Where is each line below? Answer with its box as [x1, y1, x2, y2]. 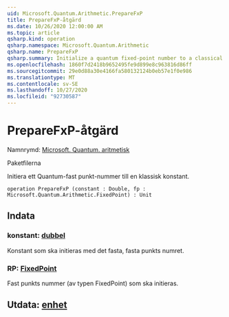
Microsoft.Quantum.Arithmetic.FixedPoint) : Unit [7, 191, 153, 198]
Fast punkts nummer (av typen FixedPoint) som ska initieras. [7, 279, 179, 287]
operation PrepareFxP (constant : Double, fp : [7, 185, 146, 193]
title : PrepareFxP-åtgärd [7, 17, 81, 23]
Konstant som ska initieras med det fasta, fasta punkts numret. [7, 246, 184, 254]
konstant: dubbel [7, 231, 65, 241]
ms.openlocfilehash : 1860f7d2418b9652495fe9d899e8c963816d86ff [7, 61, 193, 68]
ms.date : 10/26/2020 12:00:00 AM [7, 23, 103, 30]
